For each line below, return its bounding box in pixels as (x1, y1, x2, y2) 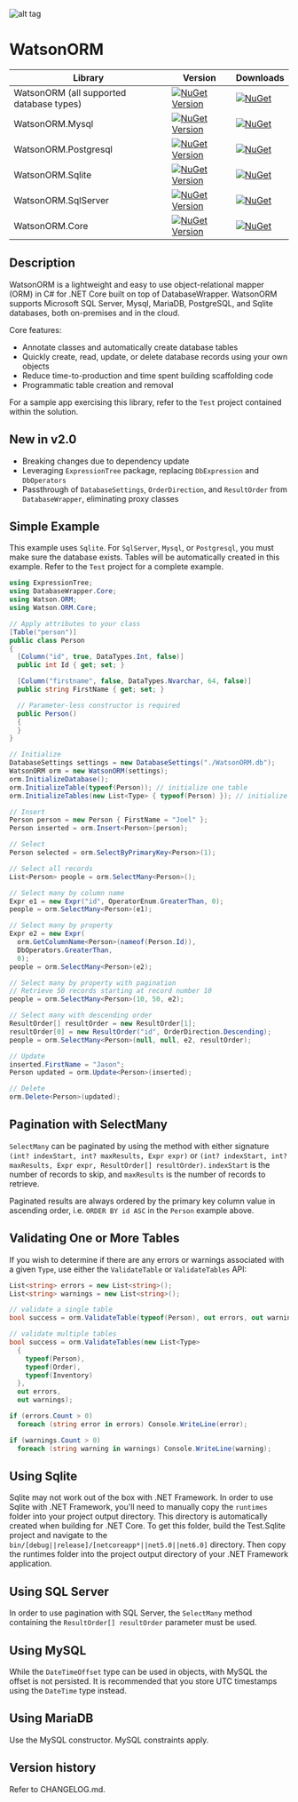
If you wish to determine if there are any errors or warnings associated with (9, 1254, 285, 1265)
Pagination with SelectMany (9, 1117, 169, 1132)
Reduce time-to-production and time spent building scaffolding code (21, 369, 273, 381)
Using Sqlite (9, 1468, 78, 1483)
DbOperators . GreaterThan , (17, 946, 114, 955)
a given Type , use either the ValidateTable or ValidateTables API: (9, 1264, 247, 1274)
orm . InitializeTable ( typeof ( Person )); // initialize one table (9, 782, 248, 792)
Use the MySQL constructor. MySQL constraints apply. (9, 1735, 209, 1745)
